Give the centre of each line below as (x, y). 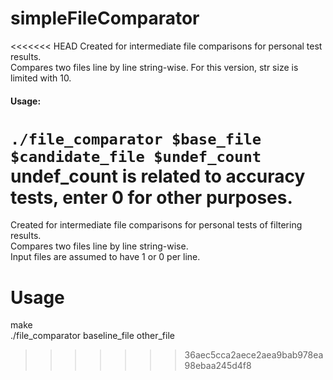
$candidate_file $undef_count (136, 156)
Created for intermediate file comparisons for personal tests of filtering (156, 225)
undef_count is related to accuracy (158, 176)
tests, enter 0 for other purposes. (151, 197)
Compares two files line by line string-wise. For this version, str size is (154, 67)
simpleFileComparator (105, 18)
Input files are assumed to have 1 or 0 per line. (105, 257)
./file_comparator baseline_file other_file (92, 336)
